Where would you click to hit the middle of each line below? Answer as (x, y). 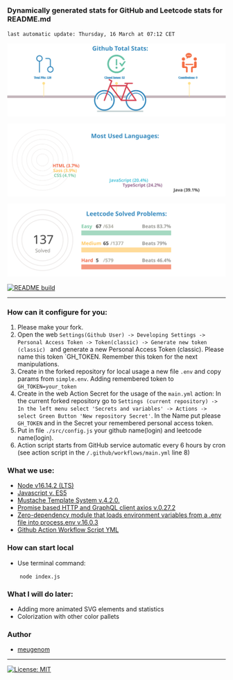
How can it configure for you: (57, 312)
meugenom (34, 649)
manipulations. (38, 364)
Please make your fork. (50, 328)
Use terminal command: (51, 563)
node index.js (40, 577)
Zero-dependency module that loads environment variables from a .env (119, 515)
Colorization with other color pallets (68, 616)
